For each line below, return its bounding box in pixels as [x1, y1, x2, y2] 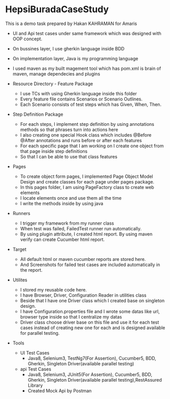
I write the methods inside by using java [20, 200, 104, 206]
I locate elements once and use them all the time [20, 195, 122, 201]
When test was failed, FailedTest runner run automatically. [20, 225, 142, 231]
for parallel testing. [20, 330, 60, 336]
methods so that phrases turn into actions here [20, 126, 118, 132]
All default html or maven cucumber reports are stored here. [20, 256, 146, 262]
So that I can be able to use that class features [20, 153, 118, 159]
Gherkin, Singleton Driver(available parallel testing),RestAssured [27, 377, 162, 383]
